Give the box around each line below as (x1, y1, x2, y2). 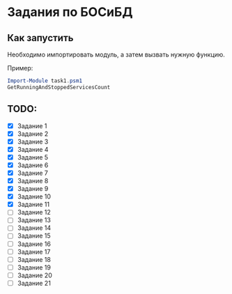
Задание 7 (17, 169, 49, 177)
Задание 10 (17, 192, 51, 201)
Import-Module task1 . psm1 (7, 77, 82, 84)
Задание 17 (17, 247, 51, 256)
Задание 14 (17, 224, 52, 232)
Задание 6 (17, 161, 49, 169)
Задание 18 (17, 255, 51, 263)
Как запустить (7, 32, 74, 44)
